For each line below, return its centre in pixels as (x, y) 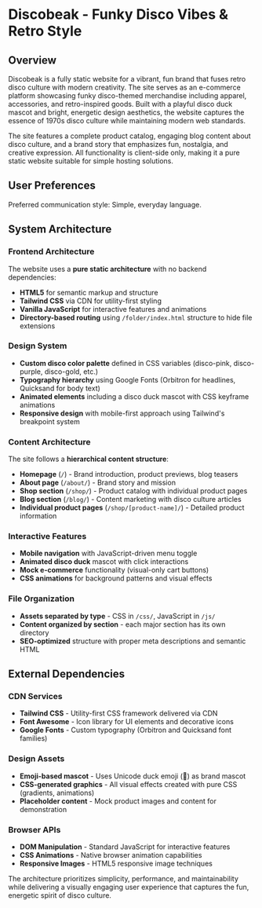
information (38, 516)
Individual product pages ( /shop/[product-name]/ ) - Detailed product (132, 507)
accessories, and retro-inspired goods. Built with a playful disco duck (120, 104)
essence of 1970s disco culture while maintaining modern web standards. (127, 121)
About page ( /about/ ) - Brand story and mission (98, 483)
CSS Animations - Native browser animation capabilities (111, 855)
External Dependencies (67, 674)
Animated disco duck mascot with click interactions (104, 562)
